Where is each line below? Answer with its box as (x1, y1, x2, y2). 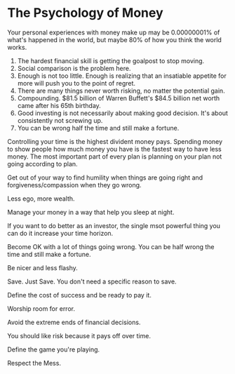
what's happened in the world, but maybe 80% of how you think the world (7, 35, 222, 44)
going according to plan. (7, 159, 79, 168)
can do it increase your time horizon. (7, 229, 114, 237)
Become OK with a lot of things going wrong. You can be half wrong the (7, 242, 215, 251)
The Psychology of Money (7, 5, 163, 21)
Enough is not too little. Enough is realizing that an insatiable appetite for (17, 72, 227, 80)
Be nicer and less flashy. (7, 263, 79, 272)
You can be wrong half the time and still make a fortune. (17, 123, 180, 132)
